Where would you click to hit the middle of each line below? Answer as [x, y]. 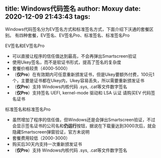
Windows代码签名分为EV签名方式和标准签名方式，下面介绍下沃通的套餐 [77, 29]
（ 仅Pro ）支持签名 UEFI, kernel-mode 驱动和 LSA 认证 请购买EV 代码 [81, 92]
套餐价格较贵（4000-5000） [41, 68]
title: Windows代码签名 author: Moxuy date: [73, 9]
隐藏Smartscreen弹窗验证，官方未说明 [51, 132]
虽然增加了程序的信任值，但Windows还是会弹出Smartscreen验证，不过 [84, 119]
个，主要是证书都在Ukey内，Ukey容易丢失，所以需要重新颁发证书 [78, 80]
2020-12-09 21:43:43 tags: [48, 17]
